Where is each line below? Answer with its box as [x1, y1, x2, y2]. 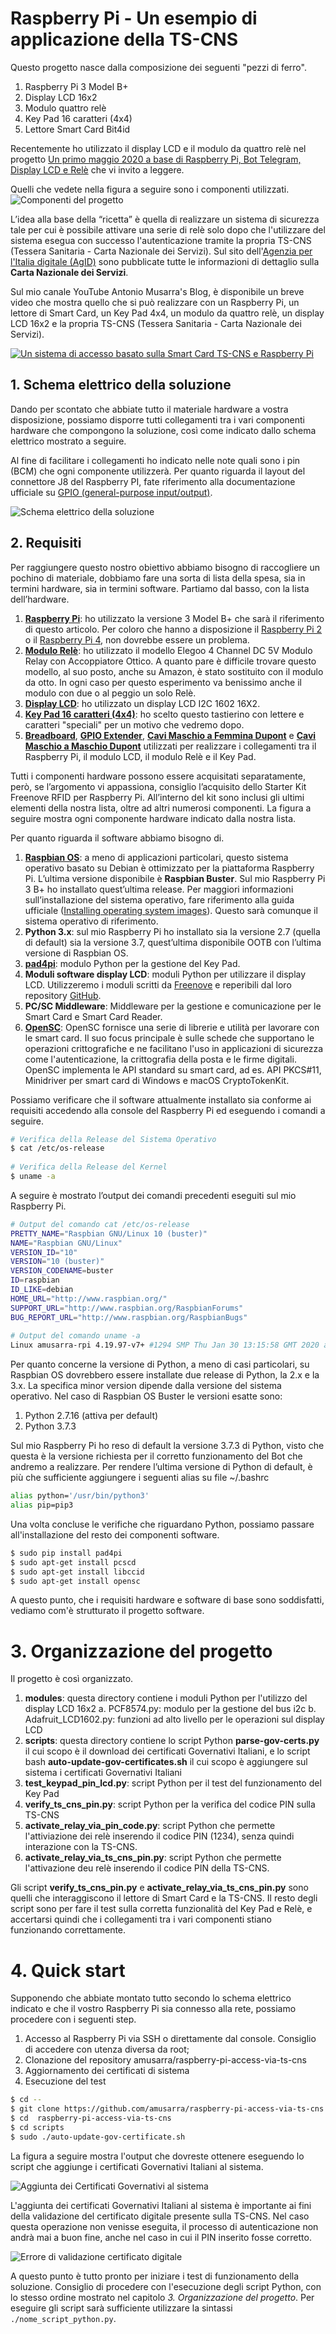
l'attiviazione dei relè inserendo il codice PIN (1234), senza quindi [24, 1830, 295, 1842]
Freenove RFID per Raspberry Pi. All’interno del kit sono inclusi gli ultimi [10, 791, 305, 803]
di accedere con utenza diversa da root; [24, 2043, 190, 2056]
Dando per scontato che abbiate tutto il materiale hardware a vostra [10, 403, 289, 415]
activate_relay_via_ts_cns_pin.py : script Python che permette [24, 1852, 282, 1864]
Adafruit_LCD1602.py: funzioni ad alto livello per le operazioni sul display [24, 1713, 325, 1726]
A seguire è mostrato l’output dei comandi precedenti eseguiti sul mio [10, 1189, 297, 1201]
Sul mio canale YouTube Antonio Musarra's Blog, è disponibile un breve [10, 285, 305, 297]
